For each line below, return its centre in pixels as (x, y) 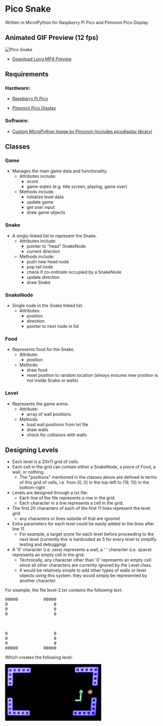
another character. (38, 581)
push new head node (48, 261)
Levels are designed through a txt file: (50, 493)
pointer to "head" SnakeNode (56, 246)
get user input (41, 207)
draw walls (37, 429)
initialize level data (45, 197)
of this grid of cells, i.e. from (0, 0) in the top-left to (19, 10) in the (84, 483)
